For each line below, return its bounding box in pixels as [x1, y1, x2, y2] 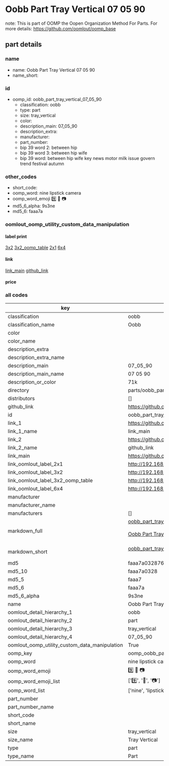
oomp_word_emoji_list [8, 678, 60, 685]
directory [8, 387, 29, 394]
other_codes [5, 173, 37, 180]
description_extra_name [8, 354, 64, 361]
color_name [8, 338, 36, 345]
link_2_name [8, 444, 38, 451]
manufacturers [8, 510, 43, 517]
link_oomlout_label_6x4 [8, 485, 63, 493]
